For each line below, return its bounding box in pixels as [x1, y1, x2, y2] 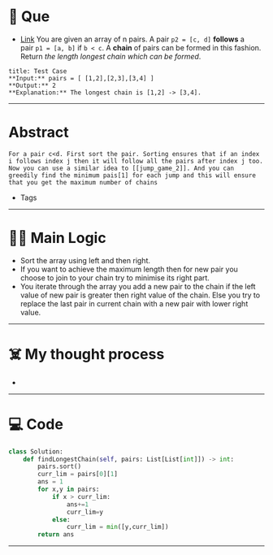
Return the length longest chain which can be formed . [19, 51, 201, 61]
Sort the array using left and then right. [19, 255, 150, 265]
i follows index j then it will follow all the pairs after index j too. [8, 157, 264, 165]
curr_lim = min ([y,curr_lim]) [66, 523, 169, 531]
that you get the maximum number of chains [8, 178, 158, 186]
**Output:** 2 [8, 81, 57, 89]
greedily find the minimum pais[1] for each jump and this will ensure [8, 171, 256, 180]
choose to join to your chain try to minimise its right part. [19, 272, 210, 283]
